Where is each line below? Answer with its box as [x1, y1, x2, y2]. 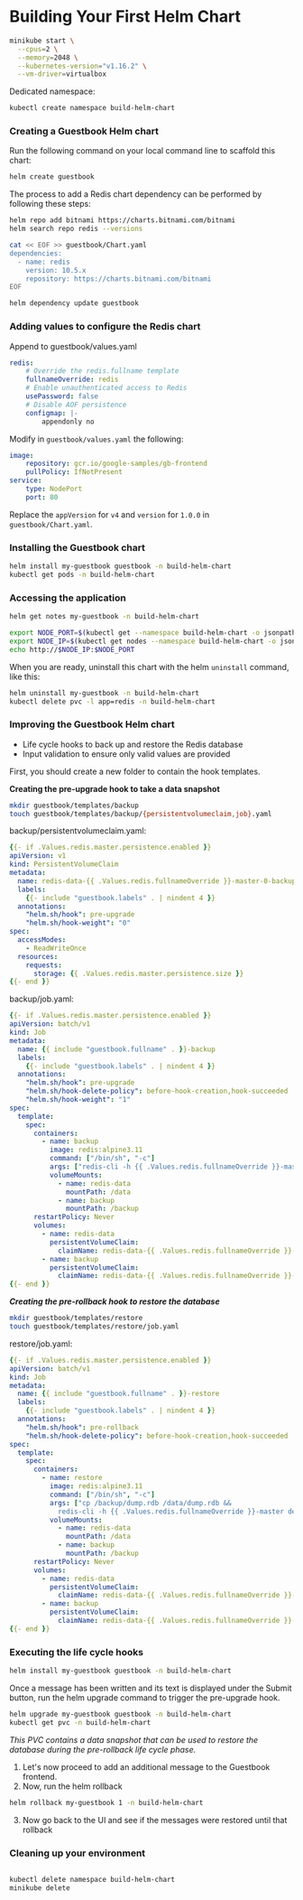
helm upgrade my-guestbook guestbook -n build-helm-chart [9, 1709, 232, 1718]
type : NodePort [25, 485, 83, 494]
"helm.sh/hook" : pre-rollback [25, 1422, 140, 1432]
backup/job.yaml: [9, 993, 74, 1004]
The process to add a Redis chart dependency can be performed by [9, 189, 262, 200]
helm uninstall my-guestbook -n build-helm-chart [9, 688, 200, 697]
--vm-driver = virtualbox [17, 70, 106, 79]
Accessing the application [9, 591, 126, 604]
